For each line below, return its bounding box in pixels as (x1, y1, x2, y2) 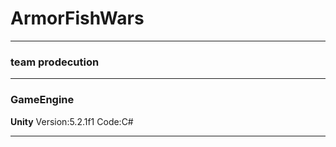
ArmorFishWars (10, 7, 145, 30)
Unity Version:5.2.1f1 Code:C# (10, 115, 134, 127)
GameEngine (10, 93, 75, 107)
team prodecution (10, 55, 100, 69)
